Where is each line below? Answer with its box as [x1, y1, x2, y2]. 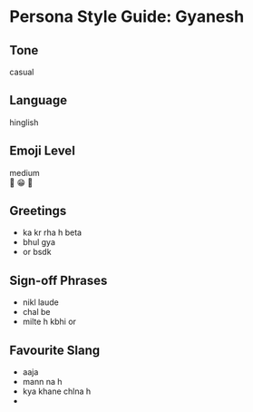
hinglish [9, 116, 39, 128]
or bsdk [22, 247, 52, 258]
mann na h [22, 377, 63, 387]
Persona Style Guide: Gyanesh [9, 6, 245, 27]
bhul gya [22, 237, 56, 248]
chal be [22, 307, 51, 318]
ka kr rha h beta [22, 227, 83, 238]
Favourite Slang [9, 342, 101, 358]
